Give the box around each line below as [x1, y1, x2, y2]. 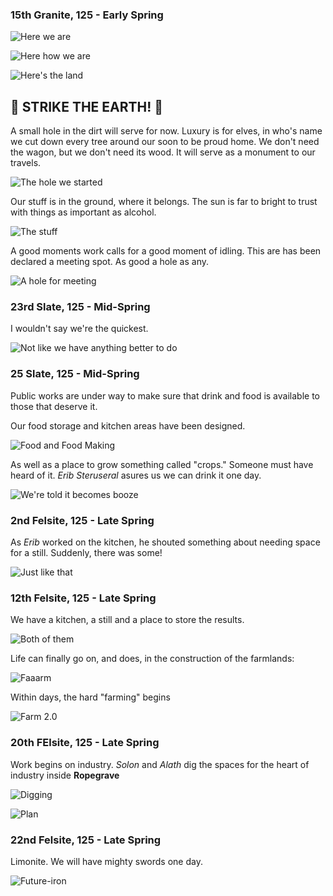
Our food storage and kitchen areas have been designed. [10, 419, 246, 432]
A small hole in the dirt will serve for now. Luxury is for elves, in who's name [10, 125, 323, 137]
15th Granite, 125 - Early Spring [10, 8, 164, 22]
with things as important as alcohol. [10, 206, 157, 218]
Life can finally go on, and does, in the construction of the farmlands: [10, 653, 295, 665]
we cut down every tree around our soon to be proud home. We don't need [10, 136, 320, 148]
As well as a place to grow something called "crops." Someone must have [10, 458, 314, 470]
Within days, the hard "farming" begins [10, 691, 171, 703]
